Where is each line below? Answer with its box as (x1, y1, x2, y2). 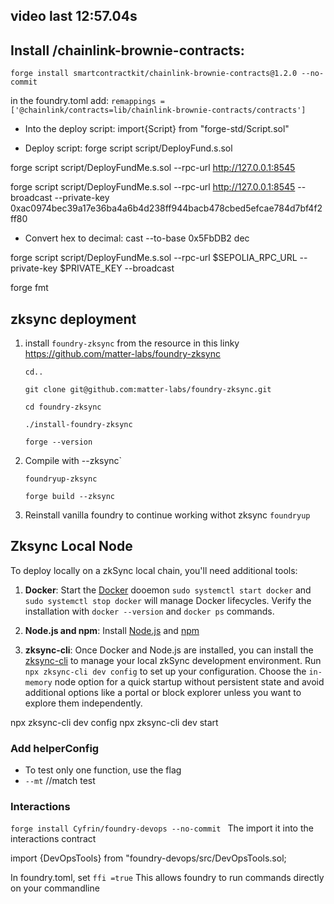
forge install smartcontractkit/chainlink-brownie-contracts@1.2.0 (10, 69, 298, 79)
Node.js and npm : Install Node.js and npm (24, 624, 200, 636)
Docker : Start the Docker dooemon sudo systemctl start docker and (24, 584, 312, 596)
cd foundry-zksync (24, 402, 102, 413)
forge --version (24, 437, 93, 448)
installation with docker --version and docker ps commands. (24, 605, 275, 617)
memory (24, 677, 53, 688)
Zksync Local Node (10, 538, 133, 555)
